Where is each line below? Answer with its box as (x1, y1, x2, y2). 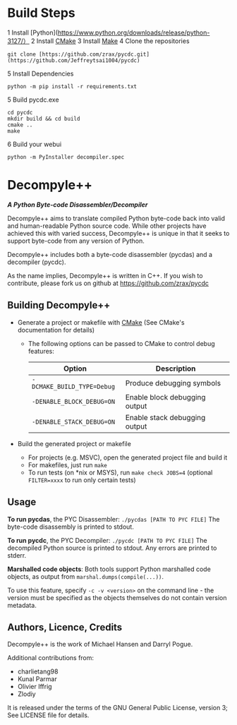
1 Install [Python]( (7, 28, 59, 37)
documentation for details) (17, 325, 95, 334)
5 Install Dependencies (7, 69, 74, 78)
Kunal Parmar (17, 675, 58, 683)
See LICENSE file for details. (7, 711, 90, 719)
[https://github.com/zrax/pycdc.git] (38, 51, 150, 58)
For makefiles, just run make (28, 460, 108, 469)
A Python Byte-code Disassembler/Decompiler (7, 200, 148, 209)
